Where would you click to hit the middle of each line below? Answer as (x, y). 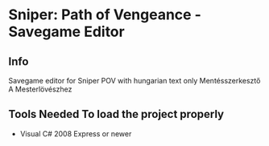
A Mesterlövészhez (40, 89)
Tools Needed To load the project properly (116, 114)
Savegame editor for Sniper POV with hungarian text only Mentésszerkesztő (134, 81)
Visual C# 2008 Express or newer (76, 133)
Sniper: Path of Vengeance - (105, 15)
